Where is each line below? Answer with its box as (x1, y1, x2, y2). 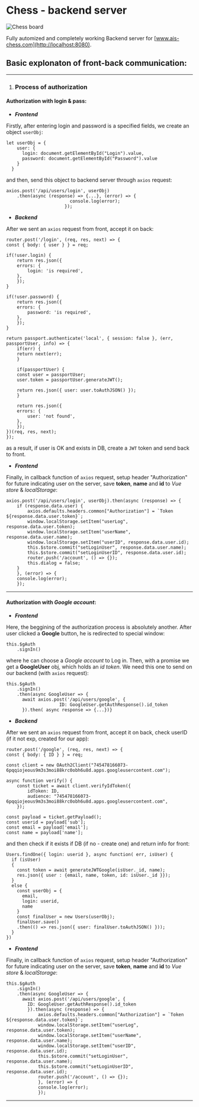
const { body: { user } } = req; (6, 241, 89, 248)
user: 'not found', (27, 413, 76, 419)
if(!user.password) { (6, 294, 60, 300)
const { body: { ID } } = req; (6, 752, 84, 758)
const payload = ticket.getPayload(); (6, 814, 102, 820)
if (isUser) (11, 857, 41, 863)
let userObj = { (6, 140, 46, 146)
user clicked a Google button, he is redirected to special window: (6, 630, 165, 637)
